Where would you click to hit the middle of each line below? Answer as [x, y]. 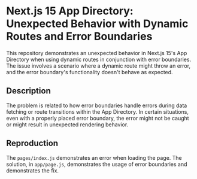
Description [28, 91]
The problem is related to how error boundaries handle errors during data [97, 105]
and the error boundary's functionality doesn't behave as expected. [90, 72]
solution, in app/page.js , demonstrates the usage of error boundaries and [97, 164]
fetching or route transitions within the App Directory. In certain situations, [97, 111]
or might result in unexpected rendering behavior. [67, 125]
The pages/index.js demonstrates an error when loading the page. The [94, 157]
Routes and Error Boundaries [79, 37]
